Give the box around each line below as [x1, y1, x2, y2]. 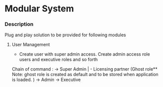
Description [4, 21, 34, 28]
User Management [11, 42, 50, 48]
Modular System [4, 3, 74, 14]
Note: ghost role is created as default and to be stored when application [11, 72, 159, 78]
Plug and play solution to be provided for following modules [4, 32, 126, 38]
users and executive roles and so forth [19, 57, 98, 63]
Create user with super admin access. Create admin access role [19, 51, 150, 57]
